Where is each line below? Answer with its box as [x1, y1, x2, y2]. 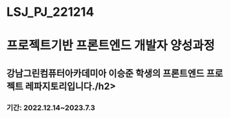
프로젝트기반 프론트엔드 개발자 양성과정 [6, 38, 215, 54]
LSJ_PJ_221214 [6, 4, 94, 20]
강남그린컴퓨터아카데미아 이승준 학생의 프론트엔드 [6, 67, 205, 79]
